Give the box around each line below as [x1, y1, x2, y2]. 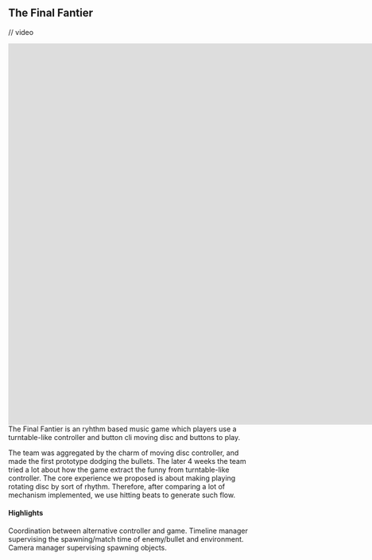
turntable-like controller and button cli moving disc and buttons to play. [8, 432, 241, 442]
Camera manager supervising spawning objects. [8, 543, 167, 553]
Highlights [8, 508, 44, 518]
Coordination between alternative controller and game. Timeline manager [8, 526, 248, 535]
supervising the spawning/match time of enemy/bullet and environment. [8, 535, 244, 544]
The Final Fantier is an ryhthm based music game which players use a [8, 424, 237, 434]
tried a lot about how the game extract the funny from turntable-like [8, 465, 230, 474]
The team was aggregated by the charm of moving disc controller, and [8, 448, 239, 458]
